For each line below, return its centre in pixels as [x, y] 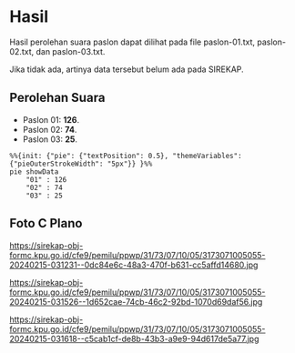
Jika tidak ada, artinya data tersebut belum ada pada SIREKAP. [127, 69]
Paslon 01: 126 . [51, 119]
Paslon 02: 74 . [50, 129]
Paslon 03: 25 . [50, 139]
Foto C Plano [46, 223]
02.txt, [22, 51]
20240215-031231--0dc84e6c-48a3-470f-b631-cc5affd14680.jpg [134, 265]
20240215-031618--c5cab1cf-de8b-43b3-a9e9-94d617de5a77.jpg [134, 338]
